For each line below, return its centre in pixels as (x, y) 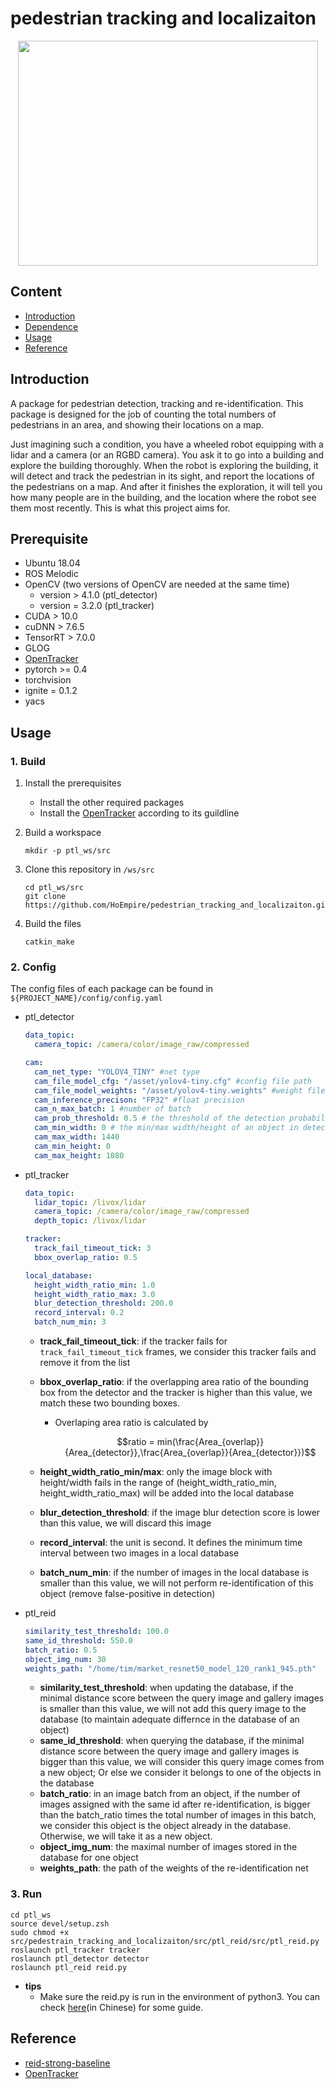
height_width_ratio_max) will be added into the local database (167, 1493)
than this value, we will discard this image (125, 1523)
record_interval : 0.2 (79, 1313)
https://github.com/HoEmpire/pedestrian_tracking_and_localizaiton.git (177, 905)
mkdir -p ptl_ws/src (67, 851)
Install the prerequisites (73, 783)
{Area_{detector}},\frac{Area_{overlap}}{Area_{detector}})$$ (190, 1453)
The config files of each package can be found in (112, 989)
